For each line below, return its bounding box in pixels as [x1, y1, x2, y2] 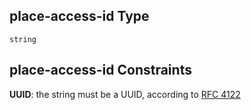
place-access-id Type [9, 8, 150, 25]
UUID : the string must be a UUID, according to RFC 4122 [9, 88, 241, 100]
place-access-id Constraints [9, 62, 192, 79]
